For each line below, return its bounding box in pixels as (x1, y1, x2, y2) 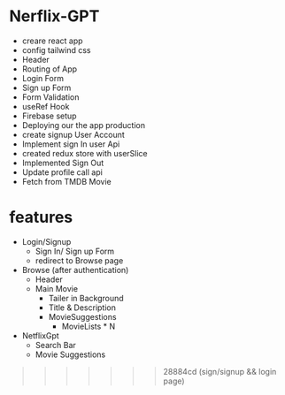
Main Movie (35, 283, 78, 293)
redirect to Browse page (35, 254, 124, 266)
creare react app (21, 35, 83, 46)
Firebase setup (21, 110, 77, 121)
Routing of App (21, 64, 78, 74)
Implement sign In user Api (21, 139, 120, 149)
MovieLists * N (61, 321, 116, 331)
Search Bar (35, 339, 77, 350)
